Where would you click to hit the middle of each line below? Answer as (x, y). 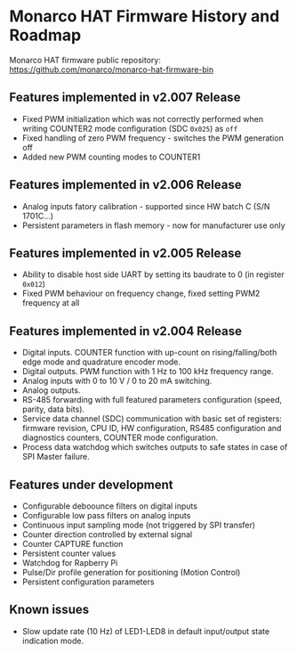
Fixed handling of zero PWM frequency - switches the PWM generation (153, 138)
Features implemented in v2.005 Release (125, 253)
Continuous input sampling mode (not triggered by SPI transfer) (139, 525)
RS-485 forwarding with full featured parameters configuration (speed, (152, 400)
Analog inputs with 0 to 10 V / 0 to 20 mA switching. (117, 381)
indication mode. (53, 641)
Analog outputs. (51, 390)
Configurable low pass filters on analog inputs (106, 515)
